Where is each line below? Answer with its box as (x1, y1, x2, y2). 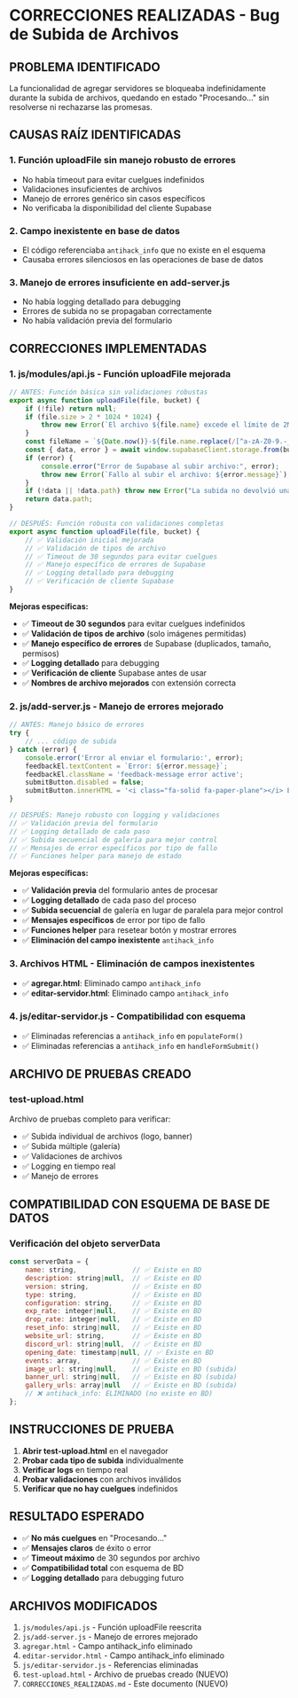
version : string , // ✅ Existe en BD (25, 1282, 202, 1291)
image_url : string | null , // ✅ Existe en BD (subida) (25, 1365, 238, 1373)
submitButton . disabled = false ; (25, 778, 145, 787)
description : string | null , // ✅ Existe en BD (25, 1273, 202, 1282)
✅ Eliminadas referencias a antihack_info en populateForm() (21, 1030, 244, 1041)
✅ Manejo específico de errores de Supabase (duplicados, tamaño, (21, 638, 271, 648)
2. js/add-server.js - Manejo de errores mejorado (9, 700, 224, 712)
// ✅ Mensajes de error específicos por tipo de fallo (9, 843, 218, 852)
